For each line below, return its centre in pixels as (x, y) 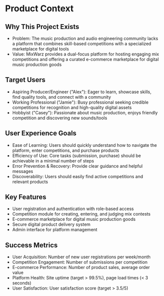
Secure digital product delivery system (51, 224)
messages (23, 171)
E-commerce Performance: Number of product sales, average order (81, 268)
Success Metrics (31, 245)
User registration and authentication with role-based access (73, 209)
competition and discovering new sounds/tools (60, 118)
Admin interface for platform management (55, 230)
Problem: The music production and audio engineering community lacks (85, 38)
